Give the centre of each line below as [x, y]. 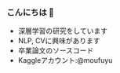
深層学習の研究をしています [63, 31]
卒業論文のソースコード [56, 51]
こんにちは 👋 [31, 12]
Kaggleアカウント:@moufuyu [65, 60]
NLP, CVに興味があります [59, 41]
